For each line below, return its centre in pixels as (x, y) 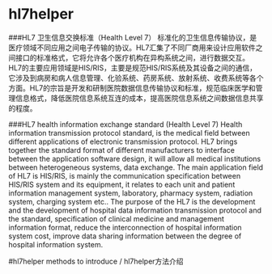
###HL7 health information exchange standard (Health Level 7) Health (125, 124)
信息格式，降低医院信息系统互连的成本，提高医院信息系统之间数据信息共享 (139, 98)
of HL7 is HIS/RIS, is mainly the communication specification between (125, 175)
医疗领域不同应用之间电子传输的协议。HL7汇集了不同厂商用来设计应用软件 (132, 47)
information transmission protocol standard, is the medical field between (129, 133)
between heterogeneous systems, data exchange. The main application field (136, 167)
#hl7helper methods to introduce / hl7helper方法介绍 (96, 261)
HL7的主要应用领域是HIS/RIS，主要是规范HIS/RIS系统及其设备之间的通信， (133, 67)
